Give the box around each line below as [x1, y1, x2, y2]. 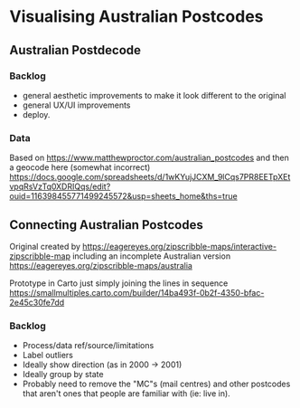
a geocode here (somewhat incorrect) [9, 162, 151, 173]
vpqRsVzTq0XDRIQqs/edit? [9, 181, 111, 192]
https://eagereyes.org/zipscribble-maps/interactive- [82, 241, 277, 251]
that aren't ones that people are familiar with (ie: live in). [22, 388, 230, 399]
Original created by [9, 241, 81, 251]
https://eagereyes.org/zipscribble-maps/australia [9, 260, 192, 270]
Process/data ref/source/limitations [22, 340, 155, 351]
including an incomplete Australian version [71, 251, 231, 261]
